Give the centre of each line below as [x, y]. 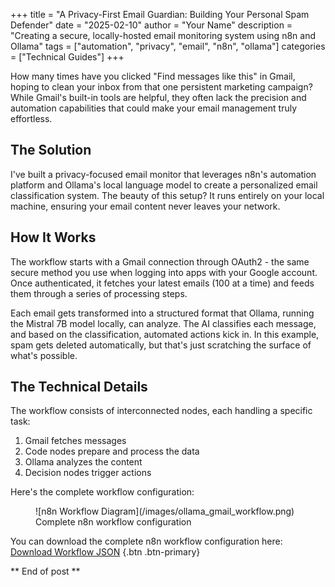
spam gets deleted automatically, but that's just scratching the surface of [161, 345]
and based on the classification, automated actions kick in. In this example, [165, 334]
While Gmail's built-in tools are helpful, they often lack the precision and [158, 97]
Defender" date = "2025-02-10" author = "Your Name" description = [151, 25]
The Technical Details [79, 387]
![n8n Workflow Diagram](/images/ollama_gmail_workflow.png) [165, 511]
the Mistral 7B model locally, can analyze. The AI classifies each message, [163, 323]
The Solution [51, 150]
